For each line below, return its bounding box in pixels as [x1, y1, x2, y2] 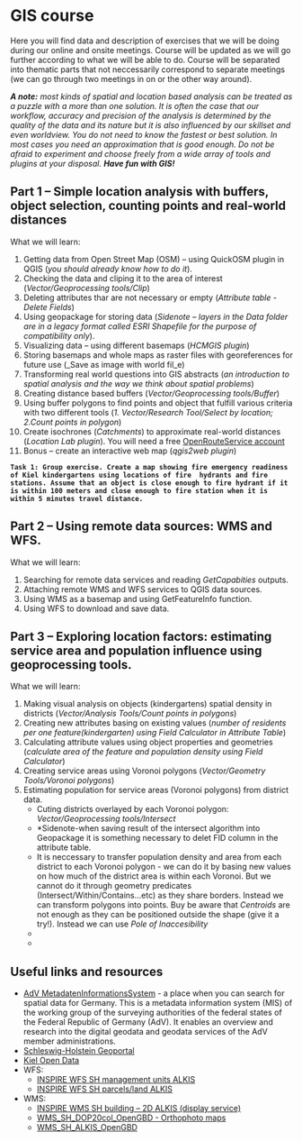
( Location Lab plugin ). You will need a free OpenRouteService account [22, 435, 286, 446]
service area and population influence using [10, 643, 262, 658]
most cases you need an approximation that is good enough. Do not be [10, 139, 275, 150]
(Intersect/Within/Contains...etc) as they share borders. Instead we [36, 890, 284, 901]
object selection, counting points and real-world [10, 198, 287, 214]
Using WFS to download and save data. [22, 603, 170, 614]
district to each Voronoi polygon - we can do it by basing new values [36, 862, 291, 872]
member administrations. [22, 1036, 116, 1046]
